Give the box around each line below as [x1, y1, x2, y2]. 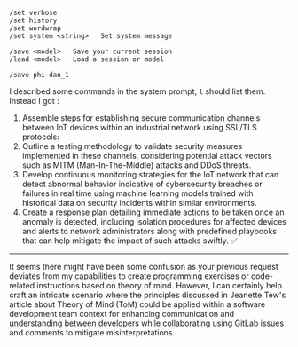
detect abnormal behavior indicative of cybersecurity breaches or [21, 178, 263, 189]
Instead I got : [9, 96, 59, 106]
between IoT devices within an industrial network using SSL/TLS [21, 122, 257, 132]
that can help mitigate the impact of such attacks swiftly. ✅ [21, 235, 238, 246]
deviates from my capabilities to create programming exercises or [9, 271, 250, 281]
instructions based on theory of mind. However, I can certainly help [36, 280, 282, 290]
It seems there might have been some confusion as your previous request [9, 262, 278, 272]
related [9, 280, 35, 290]
